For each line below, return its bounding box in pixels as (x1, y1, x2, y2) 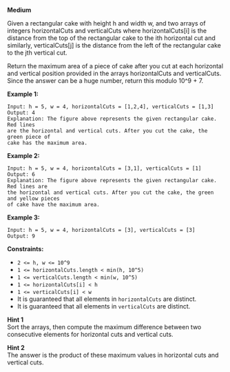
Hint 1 (7, 315, 24, 324)
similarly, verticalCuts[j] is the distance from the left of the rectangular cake (7, 41, 222, 49)
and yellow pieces (7, 195, 60, 202)
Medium (7, 6, 32, 14)
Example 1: (7, 90, 39, 98)
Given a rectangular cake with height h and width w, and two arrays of (7, 19, 206, 27)
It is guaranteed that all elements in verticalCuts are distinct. (17, 302, 191, 310)
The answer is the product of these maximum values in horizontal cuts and (7, 351, 219, 359)
